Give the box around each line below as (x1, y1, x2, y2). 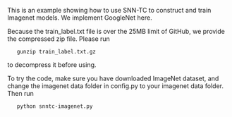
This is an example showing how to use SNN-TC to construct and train (7, 6, 212, 14)
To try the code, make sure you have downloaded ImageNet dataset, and (7, 74, 219, 82)
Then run (7, 90, 34, 97)
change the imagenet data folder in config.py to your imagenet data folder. (7, 82, 224, 90)
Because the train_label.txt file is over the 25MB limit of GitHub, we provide (7, 27, 226, 35)
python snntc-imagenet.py (16, 103, 93, 110)
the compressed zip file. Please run (7, 35, 111, 43)
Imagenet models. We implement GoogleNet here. (7, 13, 153, 22)
